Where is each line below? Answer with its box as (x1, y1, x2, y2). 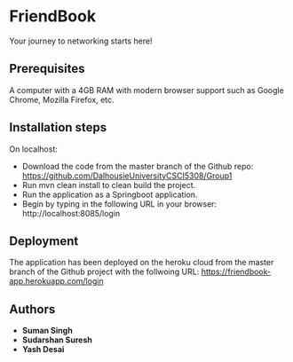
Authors (9, 302, 56, 317)
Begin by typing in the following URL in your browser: (21, 198, 218, 209)
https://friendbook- (201, 266, 272, 277)
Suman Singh (21, 326, 73, 336)
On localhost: (9, 144, 58, 154)
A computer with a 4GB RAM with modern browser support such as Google (9, 84, 284, 95)
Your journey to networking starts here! (9, 35, 153, 46)
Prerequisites (9, 61, 85, 76)
